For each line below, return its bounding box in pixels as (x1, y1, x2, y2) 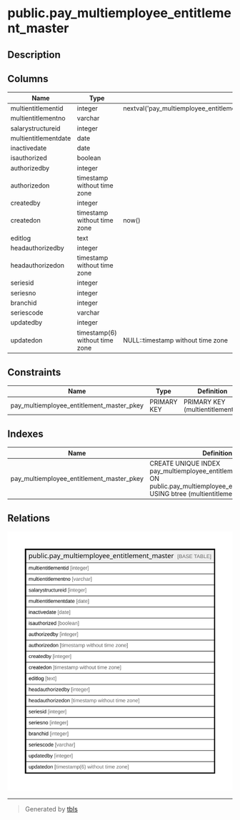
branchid (10, 298, 37, 307)
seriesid (10, 278, 34, 287)
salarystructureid (10, 123, 61, 133)
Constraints (7, 366, 61, 378)
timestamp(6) (76, 328, 117, 337)
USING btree (149, 489, 187, 497)
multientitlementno (10, 114, 66, 123)
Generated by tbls (24, 804, 79, 813)
